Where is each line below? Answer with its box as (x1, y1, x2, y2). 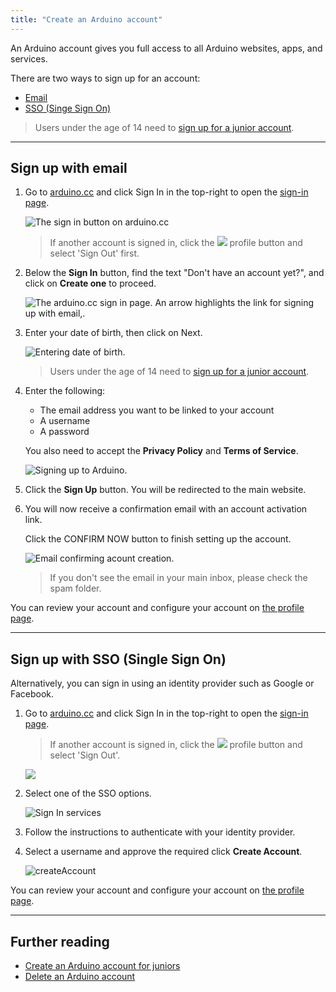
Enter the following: (24, 385, 106, 397)
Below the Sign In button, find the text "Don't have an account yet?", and (24, 267, 325, 279)
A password (39, 426, 90, 438)
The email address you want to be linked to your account (39, 404, 275, 416)
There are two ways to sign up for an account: (10, 72, 201, 84)
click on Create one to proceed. (24, 277, 157, 290)
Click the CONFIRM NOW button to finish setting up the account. (24, 533, 292, 545)
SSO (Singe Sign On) (24, 102, 112, 114)
